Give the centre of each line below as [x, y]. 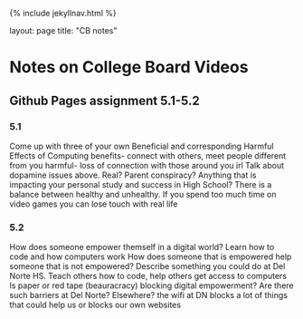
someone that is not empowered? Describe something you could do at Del [147, 266]
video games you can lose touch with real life [94, 204]
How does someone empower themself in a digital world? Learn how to [142, 247]
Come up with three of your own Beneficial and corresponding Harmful [142, 146]
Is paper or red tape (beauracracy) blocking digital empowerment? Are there [151, 285]
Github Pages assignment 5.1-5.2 [105, 100]
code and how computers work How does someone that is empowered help [151, 256]
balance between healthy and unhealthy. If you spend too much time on [143, 194]
